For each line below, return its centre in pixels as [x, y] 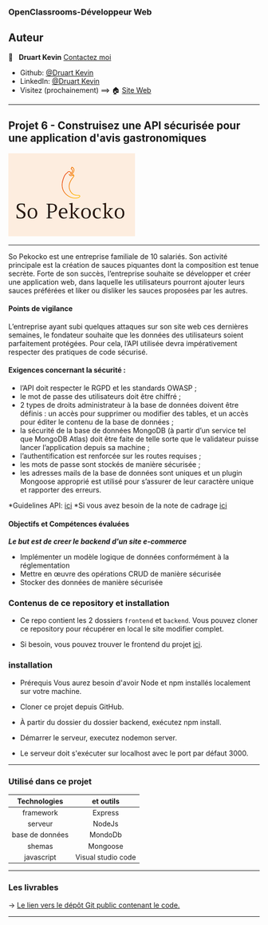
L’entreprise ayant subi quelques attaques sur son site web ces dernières [128, 326]
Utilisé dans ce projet [50, 781]
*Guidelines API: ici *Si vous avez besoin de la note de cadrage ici [118, 505]
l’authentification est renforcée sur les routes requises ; [110, 456]
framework [40, 812]
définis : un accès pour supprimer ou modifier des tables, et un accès [134, 413]
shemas [40, 846]
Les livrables [33, 887]
